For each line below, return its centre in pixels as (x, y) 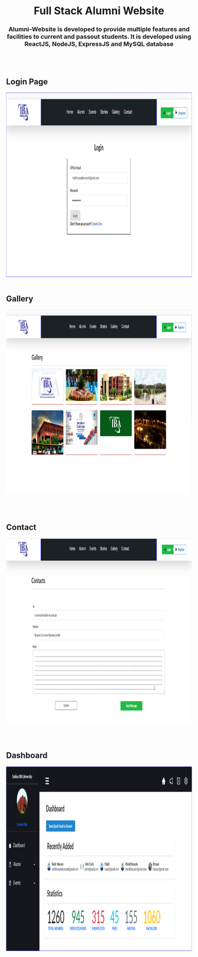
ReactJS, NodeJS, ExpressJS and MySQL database (99, 44)
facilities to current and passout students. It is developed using (99, 37)
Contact (21, 527)
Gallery (20, 299)
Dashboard (27, 756)
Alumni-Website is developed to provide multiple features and (99, 29)
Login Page (27, 82)
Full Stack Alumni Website (99, 11)
